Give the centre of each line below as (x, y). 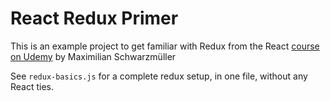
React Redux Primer (94, 18)
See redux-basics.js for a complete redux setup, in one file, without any (159, 76)
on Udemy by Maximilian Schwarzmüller (93, 56)
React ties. (32, 86)
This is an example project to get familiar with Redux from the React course (165, 46)
